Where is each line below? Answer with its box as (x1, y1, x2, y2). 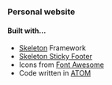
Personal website (7, 6, 76, 17)
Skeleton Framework (18, 43, 86, 53)
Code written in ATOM (18, 68, 91, 78)
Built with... (7, 26, 47, 35)
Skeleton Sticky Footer (18, 52, 92, 61)
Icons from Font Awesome (18, 60, 104, 69)
